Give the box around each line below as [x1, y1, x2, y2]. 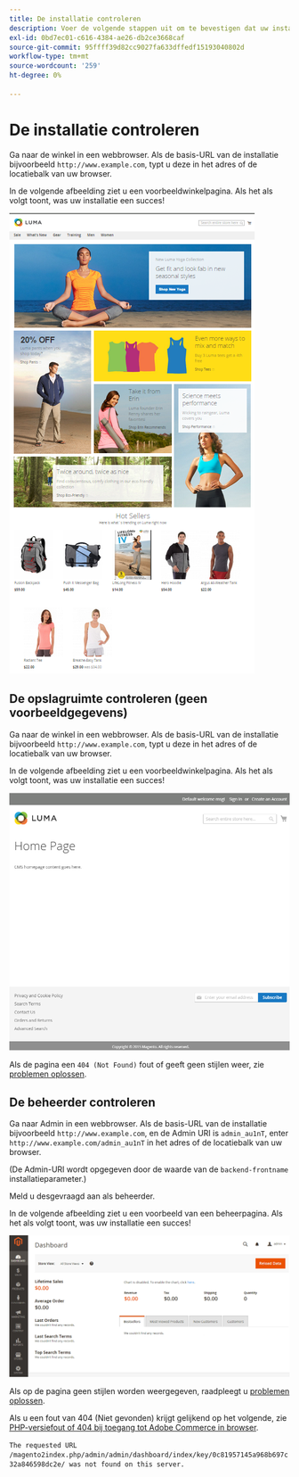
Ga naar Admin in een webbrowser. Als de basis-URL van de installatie [9, 1118, 268, 1128]
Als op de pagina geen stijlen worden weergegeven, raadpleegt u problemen [9, 1386, 290, 1397]
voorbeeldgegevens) [9, 705, 128, 721]
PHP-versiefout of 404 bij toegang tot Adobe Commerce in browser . [9, 1423, 259, 1433]
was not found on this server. [69, 1460, 185, 1469]
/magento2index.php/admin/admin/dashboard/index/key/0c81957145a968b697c [9, 1450, 289, 1460]
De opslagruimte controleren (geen [9, 691, 208, 706]
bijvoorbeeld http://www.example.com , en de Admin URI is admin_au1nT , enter [9, 1127, 289, 1138]
